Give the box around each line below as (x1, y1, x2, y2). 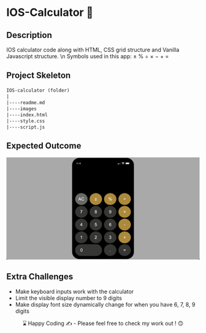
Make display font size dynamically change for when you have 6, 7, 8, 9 (15, 301, 196, 308)
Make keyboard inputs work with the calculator (15, 288, 134, 295)
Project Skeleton (6, 70, 71, 81)
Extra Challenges (6, 272, 74, 282)
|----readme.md (6, 99, 45, 106)
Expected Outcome (6, 141, 82, 151)
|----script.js (6, 124, 45, 130)
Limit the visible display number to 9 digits (15, 294, 123, 302)
